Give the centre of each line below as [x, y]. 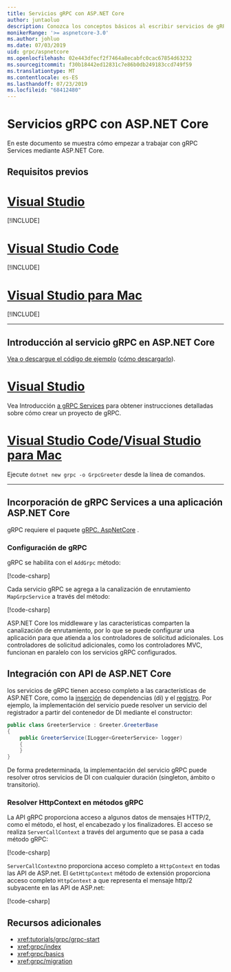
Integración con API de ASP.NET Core [89, 674]
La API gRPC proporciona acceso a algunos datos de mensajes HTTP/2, [109, 817]
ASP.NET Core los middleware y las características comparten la [99, 623]
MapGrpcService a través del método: [58, 597]
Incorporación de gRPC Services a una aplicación [115, 502]
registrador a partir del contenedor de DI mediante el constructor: [100, 712]
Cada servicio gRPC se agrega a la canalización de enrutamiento [99, 589]
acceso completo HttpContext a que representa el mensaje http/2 [100, 881]
